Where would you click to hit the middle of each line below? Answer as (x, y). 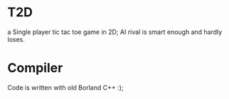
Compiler (35, 68)
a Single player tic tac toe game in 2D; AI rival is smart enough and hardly (115, 32)
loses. (16, 39)
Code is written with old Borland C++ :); (65, 87)
